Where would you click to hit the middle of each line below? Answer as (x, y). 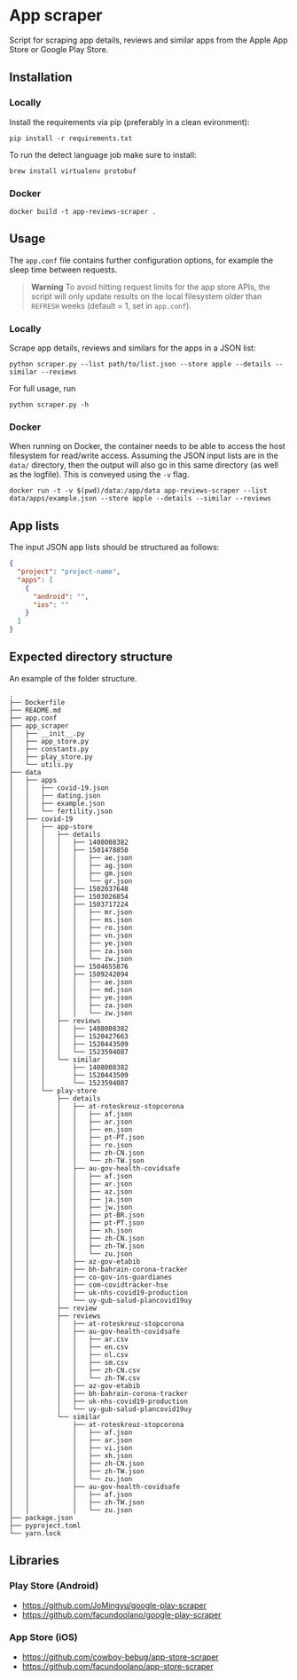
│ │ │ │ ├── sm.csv (69, 1362)
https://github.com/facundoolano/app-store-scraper (118, 1666)
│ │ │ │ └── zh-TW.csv (75, 1378)
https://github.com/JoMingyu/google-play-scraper (114, 1605)
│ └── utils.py (41, 764)
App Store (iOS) (43, 1637)
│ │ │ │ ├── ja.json (71, 1199)
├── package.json (41, 1518)
